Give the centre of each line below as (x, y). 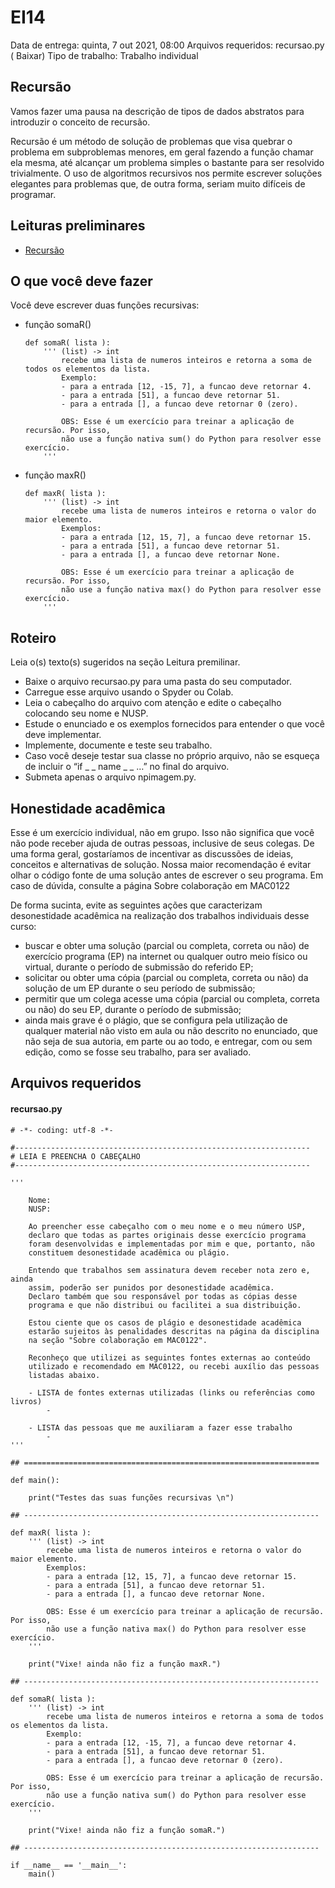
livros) (26, 1401)
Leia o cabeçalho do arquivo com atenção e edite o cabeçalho (153, 703)
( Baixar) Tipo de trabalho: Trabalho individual (104, 55)
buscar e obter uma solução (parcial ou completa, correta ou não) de (167, 945)
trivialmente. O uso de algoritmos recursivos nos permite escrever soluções (166, 173)
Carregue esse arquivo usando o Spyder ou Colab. (129, 692)
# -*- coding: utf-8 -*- (62, 1130)
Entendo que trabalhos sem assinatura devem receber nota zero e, (169, 1270)
